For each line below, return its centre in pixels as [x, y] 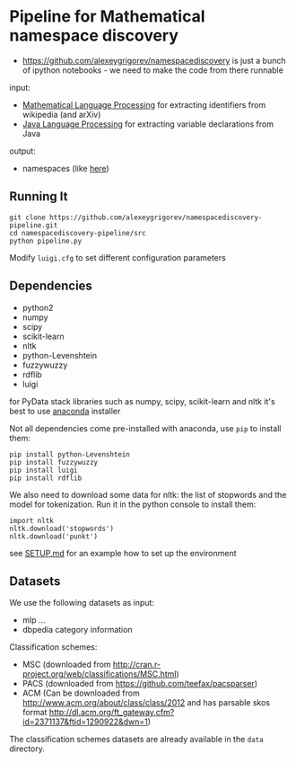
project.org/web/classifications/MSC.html [99, 674]
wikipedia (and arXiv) [61, 114]
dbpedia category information [77, 630]
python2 [38, 307]
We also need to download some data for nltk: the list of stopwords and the [148, 494]
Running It [39, 196]
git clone [28, 217]
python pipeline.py [46, 241]
